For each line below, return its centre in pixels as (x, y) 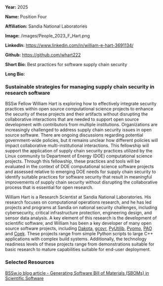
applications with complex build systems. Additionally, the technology (76, 239)
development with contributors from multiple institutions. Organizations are (81, 125)
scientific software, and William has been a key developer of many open (78, 223)
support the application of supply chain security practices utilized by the (79, 151)
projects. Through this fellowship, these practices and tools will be (73, 161)
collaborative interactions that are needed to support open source (72, 119)
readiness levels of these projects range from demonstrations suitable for (80, 244)
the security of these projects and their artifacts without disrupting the (77, 114)
